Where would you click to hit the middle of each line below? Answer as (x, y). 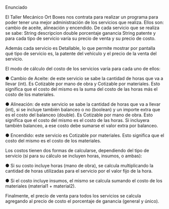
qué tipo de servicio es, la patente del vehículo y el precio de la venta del (81, 53)
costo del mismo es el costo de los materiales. (53, 141)
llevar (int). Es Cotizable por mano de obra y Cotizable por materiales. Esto (83, 84)
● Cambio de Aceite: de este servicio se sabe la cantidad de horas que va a (84, 78)
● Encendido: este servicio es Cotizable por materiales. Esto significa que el (85, 135)
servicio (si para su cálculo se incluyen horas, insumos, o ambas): (74, 156)
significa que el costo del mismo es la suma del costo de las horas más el (81, 89)
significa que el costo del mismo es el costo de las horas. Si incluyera (77, 120)
